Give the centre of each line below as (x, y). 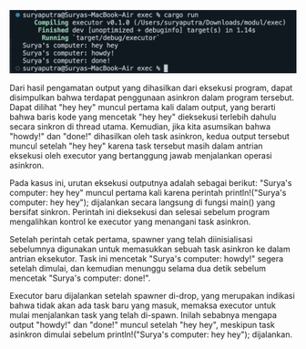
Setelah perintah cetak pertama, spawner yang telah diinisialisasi (131, 239)
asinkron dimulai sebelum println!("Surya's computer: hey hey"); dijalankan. (151, 334)
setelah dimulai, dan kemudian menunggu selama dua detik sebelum (138, 268)
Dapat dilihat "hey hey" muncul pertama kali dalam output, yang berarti (143, 107)
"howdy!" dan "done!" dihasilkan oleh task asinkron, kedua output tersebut (149, 136)
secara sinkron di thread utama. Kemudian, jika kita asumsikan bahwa (140, 126)
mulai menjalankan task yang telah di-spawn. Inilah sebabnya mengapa (143, 314)
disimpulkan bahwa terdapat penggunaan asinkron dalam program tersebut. (152, 98)
